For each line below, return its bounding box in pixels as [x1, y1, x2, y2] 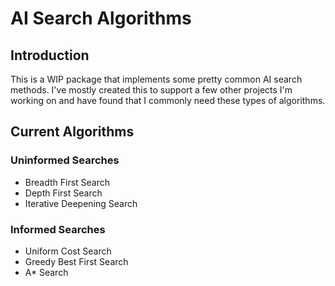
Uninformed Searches [10, 153, 120, 167]
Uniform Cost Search [24, 245, 112, 257]
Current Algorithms [10, 123, 135, 141]
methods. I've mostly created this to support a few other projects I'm [10, 84, 293, 96]
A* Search [24, 266, 69, 278]
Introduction [10, 47, 90, 64]
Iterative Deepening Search [24, 197, 138, 209]
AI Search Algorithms [10, 7, 192, 30]
